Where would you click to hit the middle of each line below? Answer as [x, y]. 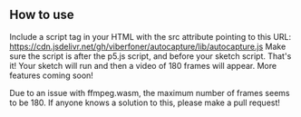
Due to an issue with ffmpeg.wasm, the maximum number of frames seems [150, 93]
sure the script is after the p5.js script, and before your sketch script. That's [150, 56]
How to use [42, 15]
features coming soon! [51, 75]
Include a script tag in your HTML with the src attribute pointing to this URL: [150, 36]
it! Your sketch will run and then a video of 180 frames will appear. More [143, 65]
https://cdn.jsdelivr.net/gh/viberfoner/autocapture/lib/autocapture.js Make [148, 46]
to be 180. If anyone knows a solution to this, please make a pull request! [145, 102]
